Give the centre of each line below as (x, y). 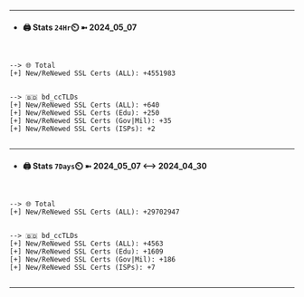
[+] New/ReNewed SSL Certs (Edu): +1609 (87, 252)
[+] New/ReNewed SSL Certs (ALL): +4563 (87, 244)
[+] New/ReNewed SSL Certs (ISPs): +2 (82, 129)
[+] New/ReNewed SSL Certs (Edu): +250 (85, 113)
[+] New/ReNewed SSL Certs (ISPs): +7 (82, 268)
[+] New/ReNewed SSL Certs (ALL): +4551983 (93, 73)
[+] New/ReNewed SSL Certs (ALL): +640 (85, 105)
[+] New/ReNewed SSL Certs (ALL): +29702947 (95, 212)
